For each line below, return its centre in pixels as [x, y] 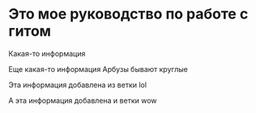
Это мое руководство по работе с [128, 14]
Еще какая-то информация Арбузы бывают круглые [98, 69]
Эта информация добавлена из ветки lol [78, 85]
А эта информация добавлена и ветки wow [83, 100]
